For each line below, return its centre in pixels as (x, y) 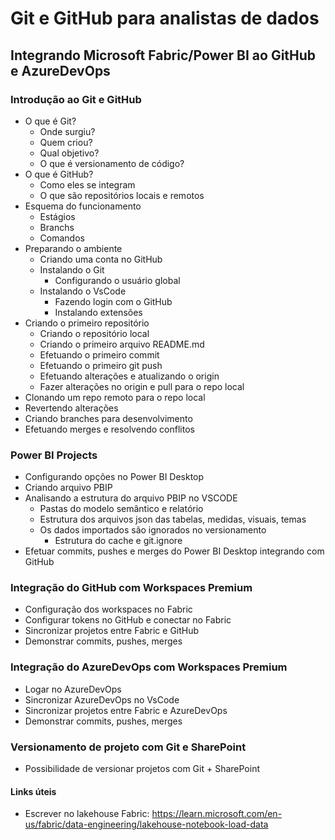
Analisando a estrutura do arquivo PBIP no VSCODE (131, 498)
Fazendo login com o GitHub (113, 301)
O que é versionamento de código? (112, 163)
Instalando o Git (72, 269)
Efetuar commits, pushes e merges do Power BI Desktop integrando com (174, 551)
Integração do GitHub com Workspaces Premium (131, 588)
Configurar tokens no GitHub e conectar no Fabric (128, 620)
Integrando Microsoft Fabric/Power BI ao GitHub (163, 55)
